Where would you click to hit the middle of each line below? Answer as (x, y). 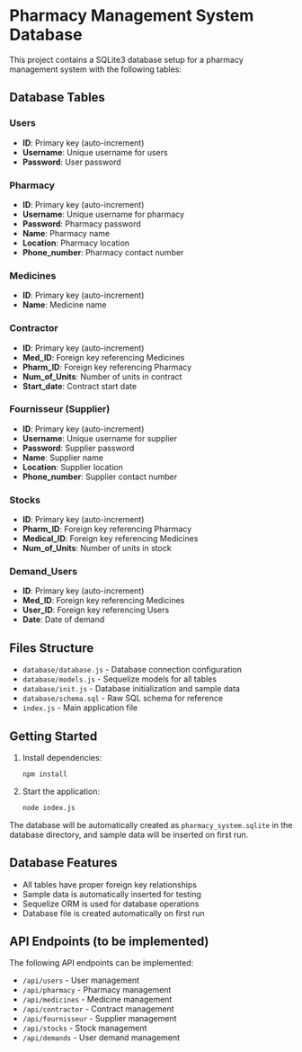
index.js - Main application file (80, 708)
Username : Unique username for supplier (100, 438)
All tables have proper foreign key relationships (110, 884)
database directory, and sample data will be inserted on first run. (129, 834)
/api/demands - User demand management (101, 1038)
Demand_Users (44, 572)
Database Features (63, 863)
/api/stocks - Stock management (84, 1028)
